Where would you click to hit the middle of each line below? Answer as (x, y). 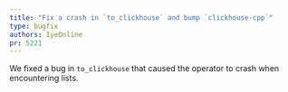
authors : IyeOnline (46, 34)
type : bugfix (34, 26)
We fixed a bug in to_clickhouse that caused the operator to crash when (144, 69)
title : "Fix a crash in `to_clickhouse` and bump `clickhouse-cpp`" (141, 18)
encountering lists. (44, 78)
